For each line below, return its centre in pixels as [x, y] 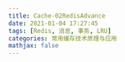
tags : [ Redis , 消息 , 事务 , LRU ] [60, 31]
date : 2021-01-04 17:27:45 [53, 23]
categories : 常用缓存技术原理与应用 [63, 38]
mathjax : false [34, 46]
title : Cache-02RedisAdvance [57, 16]
